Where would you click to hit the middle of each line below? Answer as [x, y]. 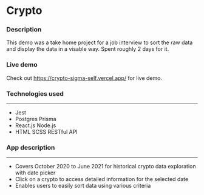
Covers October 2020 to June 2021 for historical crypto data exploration [105, 167]
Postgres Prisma [36, 119]
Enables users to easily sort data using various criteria [83, 186]
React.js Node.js [36, 125]
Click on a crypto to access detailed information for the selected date [102, 179]
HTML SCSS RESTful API [46, 132]
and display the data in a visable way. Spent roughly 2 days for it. [88, 49]
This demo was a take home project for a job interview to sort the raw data [100, 42]
